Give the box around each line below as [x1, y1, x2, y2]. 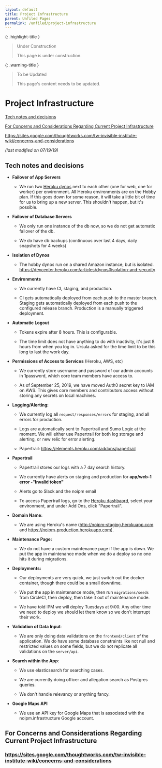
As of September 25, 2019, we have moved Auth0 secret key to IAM [19, 382, 154, 388]
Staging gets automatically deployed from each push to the [19, 300, 137, 306]
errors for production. [19, 417, 63, 422]
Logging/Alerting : [12, 402, 49, 408]
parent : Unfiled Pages [5, 16, 51, 21]
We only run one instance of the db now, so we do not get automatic [19, 223, 156, 229]
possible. [19, 204, 38, 210]
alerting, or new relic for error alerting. [19, 436, 96, 442]
